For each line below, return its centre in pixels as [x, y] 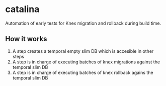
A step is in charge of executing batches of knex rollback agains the [83, 72]
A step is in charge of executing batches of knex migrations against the [86, 62]
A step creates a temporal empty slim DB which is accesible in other [83, 51]
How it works [26, 39]
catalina [22, 9]
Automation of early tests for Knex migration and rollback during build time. [83, 23]
